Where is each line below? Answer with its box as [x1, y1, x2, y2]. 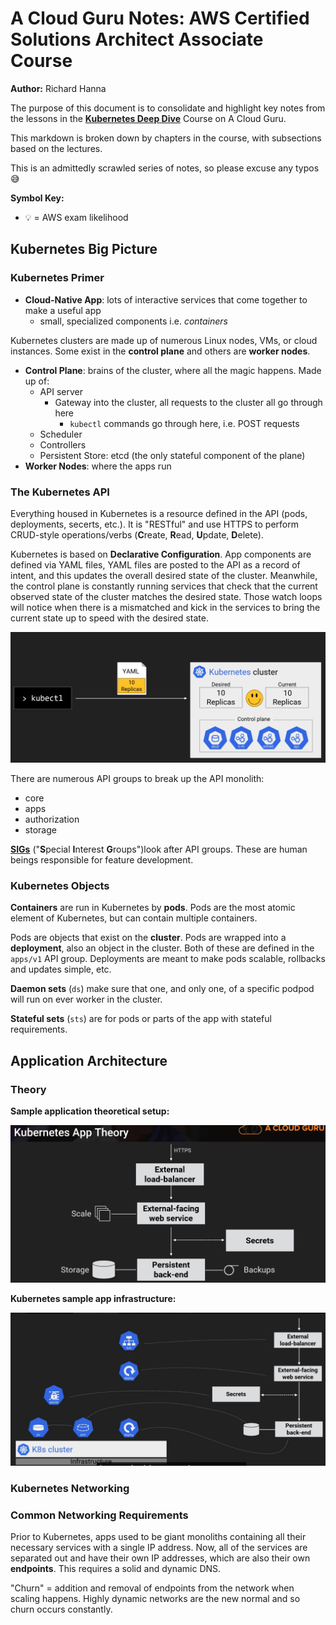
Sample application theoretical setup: [10, 1105, 170, 1117]
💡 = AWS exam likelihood [24, 211, 129, 223]
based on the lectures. [10, 142, 103, 154]
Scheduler [39, 428, 83, 440]
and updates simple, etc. [10, 963, 112, 976]
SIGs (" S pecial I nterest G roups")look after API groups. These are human [10, 843, 308, 856]
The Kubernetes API [10, 485, 110, 499]
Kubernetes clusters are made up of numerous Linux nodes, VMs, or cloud [10, 334, 318, 346]
